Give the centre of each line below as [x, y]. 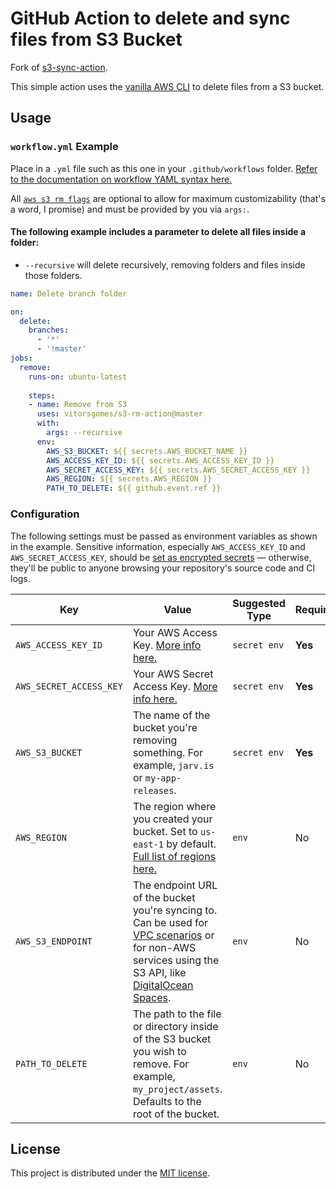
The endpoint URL [175, 885]
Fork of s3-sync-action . [59, 67]
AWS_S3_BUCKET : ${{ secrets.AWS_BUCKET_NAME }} [147, 451]
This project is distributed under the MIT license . [110, 1173]
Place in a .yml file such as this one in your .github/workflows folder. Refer [164, 168]
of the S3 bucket [172, 1039]
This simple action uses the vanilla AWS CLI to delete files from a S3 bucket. [167, 86]
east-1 [148, 844]
